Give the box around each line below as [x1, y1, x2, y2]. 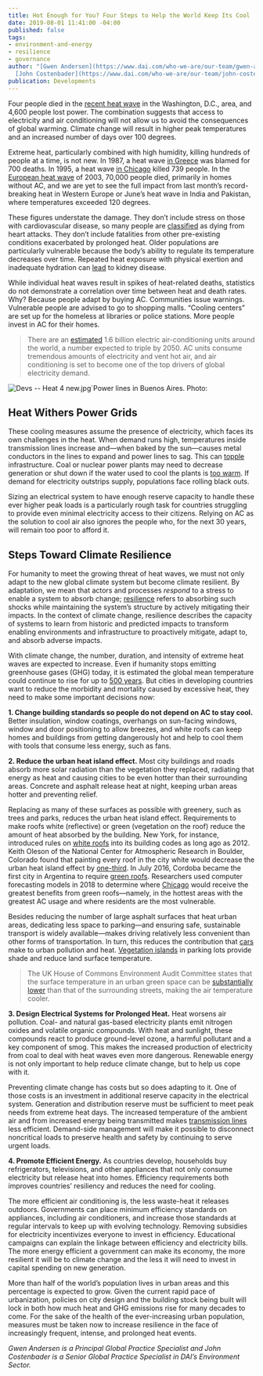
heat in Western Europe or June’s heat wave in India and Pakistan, [38, 189, 251, 199]
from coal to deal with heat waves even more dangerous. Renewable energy [8, 1051, 254, 1060]
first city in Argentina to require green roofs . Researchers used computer [8, 872, 243, 881]
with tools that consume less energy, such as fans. [8, 741, 171, 750]
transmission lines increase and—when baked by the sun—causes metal [8, 443, 242, 453]
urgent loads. [8, 1141, 51, 1151]
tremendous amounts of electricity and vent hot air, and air [27, 351, 217, 361]
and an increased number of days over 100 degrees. [8, 132, 177, 141]
